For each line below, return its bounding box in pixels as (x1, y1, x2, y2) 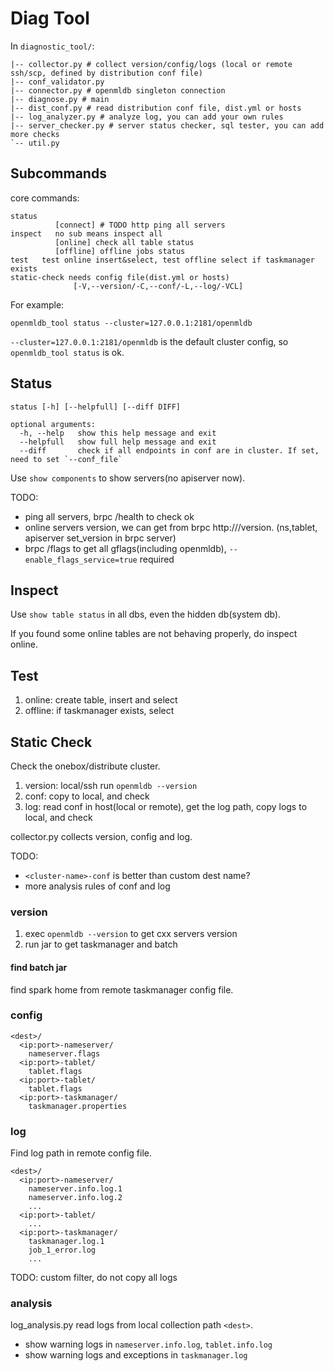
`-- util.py (10, 138, 60, 148)
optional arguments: (10, 419, 97, 429)
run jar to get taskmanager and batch (24, 938, 178, 951)
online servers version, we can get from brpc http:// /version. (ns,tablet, (24, 521, 318, 533)
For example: (10, 298, 65, 311)
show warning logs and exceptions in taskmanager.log (24, 1349, 248, 1361)
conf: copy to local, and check (24, 790, 150, 802)
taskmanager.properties (28, 1101, 128, 1111)
